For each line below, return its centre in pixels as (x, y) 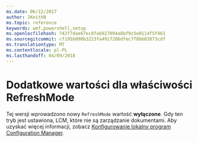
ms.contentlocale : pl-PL (37, 50)
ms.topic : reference (32, 22)
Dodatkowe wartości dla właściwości (99, 85)
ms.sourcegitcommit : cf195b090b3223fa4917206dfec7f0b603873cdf (86, 39)
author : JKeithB (26, 17)
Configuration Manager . (35, 133)
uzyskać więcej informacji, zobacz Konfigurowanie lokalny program (89, 126)
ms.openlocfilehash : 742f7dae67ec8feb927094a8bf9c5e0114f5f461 (86, 34)
